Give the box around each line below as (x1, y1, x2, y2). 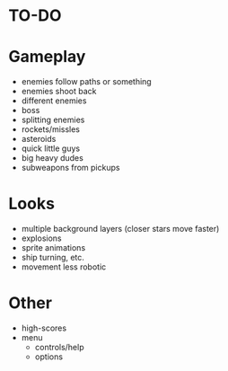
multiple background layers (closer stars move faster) (21, 224, 220, 234)
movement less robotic (21, 261, 107, 272)
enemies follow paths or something (21, 76, 152, 87)
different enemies (21, 95, 87, 106)
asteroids (21, 134, 57, 145)
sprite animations (21, 243, 86, 253)
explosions (21, 233, 62, 243)
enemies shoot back (21, 86, 97, 97)
